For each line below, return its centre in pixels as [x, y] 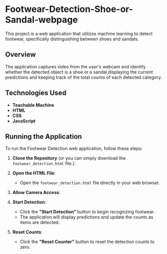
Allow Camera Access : [36, 193]
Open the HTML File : [34, 173]
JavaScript [24, 121]
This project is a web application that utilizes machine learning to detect [79, 33]
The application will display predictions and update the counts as [86, 217]
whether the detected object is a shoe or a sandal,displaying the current [79, 72]
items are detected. [40, 223]
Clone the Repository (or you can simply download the [69, 158]
